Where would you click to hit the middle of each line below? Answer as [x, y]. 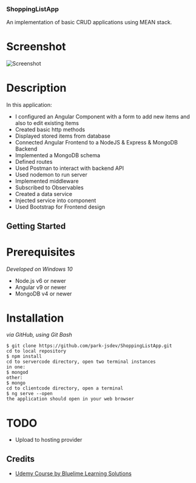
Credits [21, 459]
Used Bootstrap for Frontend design [60, 207]
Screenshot [36, 47]
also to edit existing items [47, 123]
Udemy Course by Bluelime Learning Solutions [73, 474]
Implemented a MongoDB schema [58, 155]
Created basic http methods [50, 130]
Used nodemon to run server [51, 175]
